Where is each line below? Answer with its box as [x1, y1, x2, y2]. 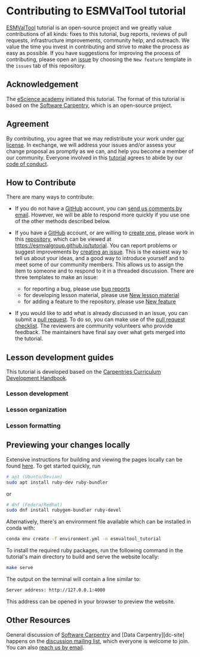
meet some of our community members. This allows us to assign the [14, 261, 183, 268]
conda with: [6, 524, 35, 531]
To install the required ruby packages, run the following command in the [6, 547, 183, 554]
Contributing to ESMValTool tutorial [6, 4, 186, 18]
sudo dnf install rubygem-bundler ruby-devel [6, 507, 121, 514]
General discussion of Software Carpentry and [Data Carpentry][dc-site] [6, 631, 185, 638]
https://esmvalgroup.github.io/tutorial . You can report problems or [14, 242, 177, 249]
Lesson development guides [6, 352, 114, 362]
